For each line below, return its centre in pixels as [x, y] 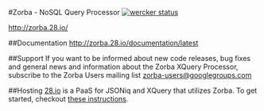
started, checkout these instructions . [68, 99]
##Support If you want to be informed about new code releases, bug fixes [130, 58]
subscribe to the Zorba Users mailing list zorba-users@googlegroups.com [130, 75]
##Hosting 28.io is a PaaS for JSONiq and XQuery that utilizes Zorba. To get [133, 90]
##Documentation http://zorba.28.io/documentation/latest [103, 43]
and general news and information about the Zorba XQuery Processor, [123, 67]
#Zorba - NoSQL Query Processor [64, 12]
